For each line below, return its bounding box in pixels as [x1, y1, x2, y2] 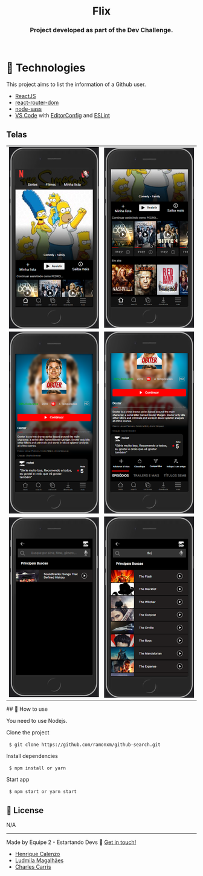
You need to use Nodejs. [6, 717, 68, 725]
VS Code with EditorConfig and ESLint [14, 112, 111, 119]
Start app [6, 776, 30, 783]
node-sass [14, 105, 42, 113]
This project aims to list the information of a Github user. [6, 81, 146, 88]
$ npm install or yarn [8, 765, 66, 771]
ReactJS [14, 93, 36, 100]
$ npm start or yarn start [8, 789, 77, 795]
